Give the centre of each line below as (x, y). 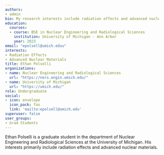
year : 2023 (25, 41)
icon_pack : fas (25, 105)
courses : (18, 28)
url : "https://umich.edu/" (37, 87)
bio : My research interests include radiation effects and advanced (76, 19)
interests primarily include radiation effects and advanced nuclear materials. (82, 147)
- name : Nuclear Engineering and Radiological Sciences (63, 73)
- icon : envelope (23, 100)
